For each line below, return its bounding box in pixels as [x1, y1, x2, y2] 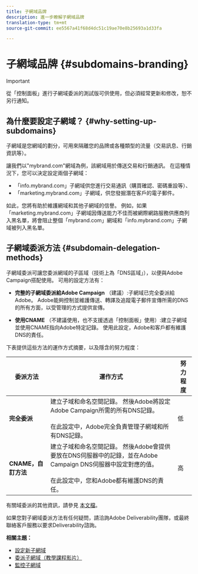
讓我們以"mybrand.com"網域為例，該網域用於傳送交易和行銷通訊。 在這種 [6, 162, 186, 169]
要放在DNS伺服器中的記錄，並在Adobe [49, 451, 158, 459]
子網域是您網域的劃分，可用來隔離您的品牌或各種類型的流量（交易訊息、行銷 [6, 142, 192, 149]
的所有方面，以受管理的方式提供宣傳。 [14, 304, 108, 311]
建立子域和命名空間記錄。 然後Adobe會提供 [49, 442, 171, 450]
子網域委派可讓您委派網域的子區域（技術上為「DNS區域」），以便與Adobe [6, 269, 183, 276]
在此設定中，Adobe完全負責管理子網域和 [49, 422, 163, 430]
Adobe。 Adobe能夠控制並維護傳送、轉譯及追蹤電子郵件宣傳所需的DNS [14, 296, 189, 303]
